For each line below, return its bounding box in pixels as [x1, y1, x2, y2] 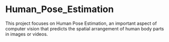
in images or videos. [5, 31, 48, 37]
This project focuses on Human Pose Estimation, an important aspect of [5, 20, 157, 26]
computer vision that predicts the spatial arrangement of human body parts [5, 25, 164, 31]
